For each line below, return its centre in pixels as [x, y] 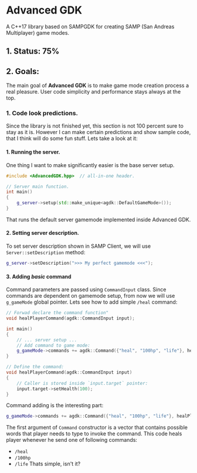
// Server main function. [38, 186]
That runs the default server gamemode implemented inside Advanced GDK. [98, 219]
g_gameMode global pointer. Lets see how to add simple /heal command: [92, 302]
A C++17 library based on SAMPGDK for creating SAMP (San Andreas [90, 26]
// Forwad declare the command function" [57, 313]
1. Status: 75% [33, 51]
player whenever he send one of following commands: [72, 440]
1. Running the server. [33, 152]
